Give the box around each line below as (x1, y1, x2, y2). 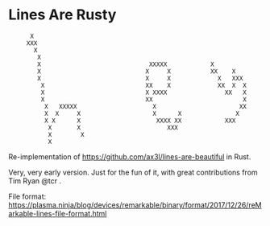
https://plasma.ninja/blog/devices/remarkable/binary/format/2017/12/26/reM (8, 199, 262, 210)
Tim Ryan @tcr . (8, 175, 62, 186)
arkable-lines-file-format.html (8, 208, 107, 218)
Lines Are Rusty (8, 6, 117, 24)
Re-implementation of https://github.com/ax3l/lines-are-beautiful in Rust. (8, 151, 251, 162)
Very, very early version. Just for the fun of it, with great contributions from (8, 167, 258, 177)
